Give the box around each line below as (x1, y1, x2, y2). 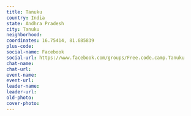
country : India (6, 15, 45, 21)
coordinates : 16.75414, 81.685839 (6, 37, 95, 44)
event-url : (6, 77, 34, 83)
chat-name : (6, 60, 34, 66)
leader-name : (6, 83, 40, 90)
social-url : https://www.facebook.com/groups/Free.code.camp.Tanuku (6, 55, 185, 61)
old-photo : (6, 95, 34, 101)
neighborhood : (6, 32, 43, 38)
